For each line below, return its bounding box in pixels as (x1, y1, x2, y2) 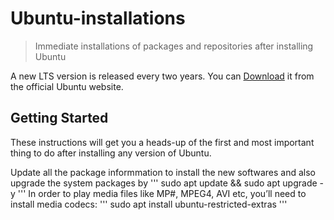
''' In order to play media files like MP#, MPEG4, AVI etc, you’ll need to (17, 187, 307, 199)
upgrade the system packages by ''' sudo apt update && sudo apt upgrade (10, 177, 318, 189)
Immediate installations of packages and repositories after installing (34, 40, 314, 52)
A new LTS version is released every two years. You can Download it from (10, 70, 315, 82)
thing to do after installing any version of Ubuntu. (10, 147, 212, 159)
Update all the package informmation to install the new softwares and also (10, 166, 316, 178)
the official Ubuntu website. (10, 80, 124, 92)
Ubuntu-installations (10, 7, 186, 30)
